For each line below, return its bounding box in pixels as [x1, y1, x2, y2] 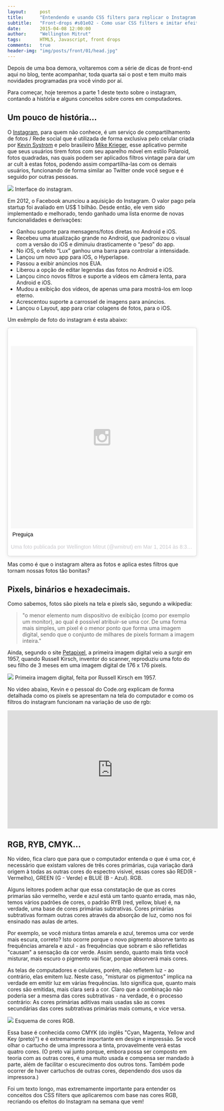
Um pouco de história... [7, 112, 97, 123]
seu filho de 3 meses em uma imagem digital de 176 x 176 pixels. [7, 661, 168, 669]
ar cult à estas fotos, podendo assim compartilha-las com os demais [7, 160, 177, 167]
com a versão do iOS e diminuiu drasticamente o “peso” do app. [16, 241, 175, 248]
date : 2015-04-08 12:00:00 [7, 25, 91, 32]
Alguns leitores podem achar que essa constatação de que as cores [7, 886, 176, 893]
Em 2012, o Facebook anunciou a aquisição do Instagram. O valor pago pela [7, 197, 196, 204]
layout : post [7, 8, 51, 15]
